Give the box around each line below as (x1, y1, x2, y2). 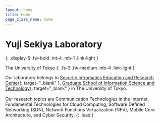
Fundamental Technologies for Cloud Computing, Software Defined (5, 101, 145, 107)
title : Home (5, 12, 30, 17)
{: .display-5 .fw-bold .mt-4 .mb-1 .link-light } (5, 55, 98, 61)
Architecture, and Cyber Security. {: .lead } (5, 112, 94, 118)
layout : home (5, 7, 33, 13)
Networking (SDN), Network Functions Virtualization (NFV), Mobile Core (5, 107, 155, 113)
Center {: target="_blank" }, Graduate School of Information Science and (5, 80, 155, 86)
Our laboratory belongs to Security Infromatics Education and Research (5, 75, 154, 81)
